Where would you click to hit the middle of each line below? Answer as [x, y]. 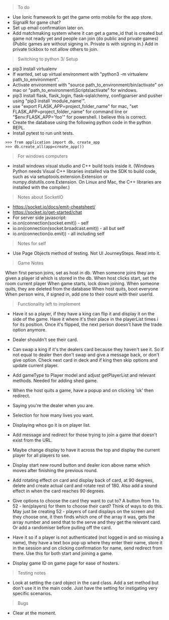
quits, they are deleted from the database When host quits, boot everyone [82, 289]
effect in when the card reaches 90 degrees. [59, 491]
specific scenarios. [32, 593]
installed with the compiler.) [41, 187]
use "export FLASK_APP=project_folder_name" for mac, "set [75, 106]
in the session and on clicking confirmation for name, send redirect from [87, 548]
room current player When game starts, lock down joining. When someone [82, 284]
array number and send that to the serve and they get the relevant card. [87, 522]
